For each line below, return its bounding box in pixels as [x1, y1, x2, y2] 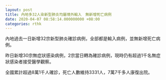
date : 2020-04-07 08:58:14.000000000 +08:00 [5, 16, 100, 21]
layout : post [5, 7, 33, 12]
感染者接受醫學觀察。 [9, 58, 54, 65]
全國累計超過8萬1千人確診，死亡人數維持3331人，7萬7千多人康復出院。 [5, 69, 152, 75]
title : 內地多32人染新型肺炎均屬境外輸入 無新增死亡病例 [5, 12, 112, 17]
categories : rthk [5, 21, 42, 26]
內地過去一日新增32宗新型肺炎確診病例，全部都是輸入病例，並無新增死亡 [5, 35, 156, 41]
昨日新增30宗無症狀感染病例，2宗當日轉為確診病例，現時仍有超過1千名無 [5, 52, 156, 58]
